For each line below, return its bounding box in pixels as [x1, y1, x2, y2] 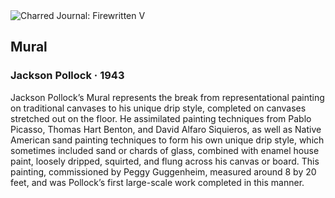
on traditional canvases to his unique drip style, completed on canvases [10, 102, 307, 114]
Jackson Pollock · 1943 [10, 69, 125, 83]
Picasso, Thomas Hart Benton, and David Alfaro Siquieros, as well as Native [10, 123, 322, 135]
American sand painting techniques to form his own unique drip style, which [10, 134, 325, 146]
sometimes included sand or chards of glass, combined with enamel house [10, 144, 320, 156]
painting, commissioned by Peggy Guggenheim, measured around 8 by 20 [10, 165, 317, 178]
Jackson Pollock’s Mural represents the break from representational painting [10, 91, 325, 103]
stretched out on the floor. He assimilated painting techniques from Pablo [10, 112, 312, 124]
